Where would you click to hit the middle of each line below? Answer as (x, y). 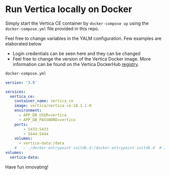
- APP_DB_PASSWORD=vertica (47, 120)
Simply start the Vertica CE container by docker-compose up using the (77, 23)
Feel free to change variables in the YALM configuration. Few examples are (83, 38)
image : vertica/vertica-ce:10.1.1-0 (53, 106)
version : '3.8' (21, 82)
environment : (28, 110)
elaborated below (24, 43)
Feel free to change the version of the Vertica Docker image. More (81, 59)
